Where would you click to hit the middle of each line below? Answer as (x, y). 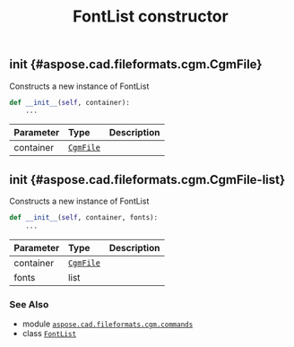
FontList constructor (151, 17)
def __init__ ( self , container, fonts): (84, 218)
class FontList (49, 334)
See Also (29, 304)
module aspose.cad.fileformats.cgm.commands (108, 324)
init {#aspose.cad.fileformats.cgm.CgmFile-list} (147, 180)
